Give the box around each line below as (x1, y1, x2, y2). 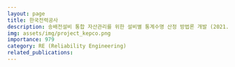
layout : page (7, 10, 45, 17)
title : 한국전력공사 (7, 17, 58, 24)
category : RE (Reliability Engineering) (7, 43, 127, 50)
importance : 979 (7, 36, 55, 43)
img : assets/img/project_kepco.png (7, 29, 111, 37)
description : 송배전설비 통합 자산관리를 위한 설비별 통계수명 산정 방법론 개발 (7, 23, 208, 30)
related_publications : (7, 50, 73, 57)
